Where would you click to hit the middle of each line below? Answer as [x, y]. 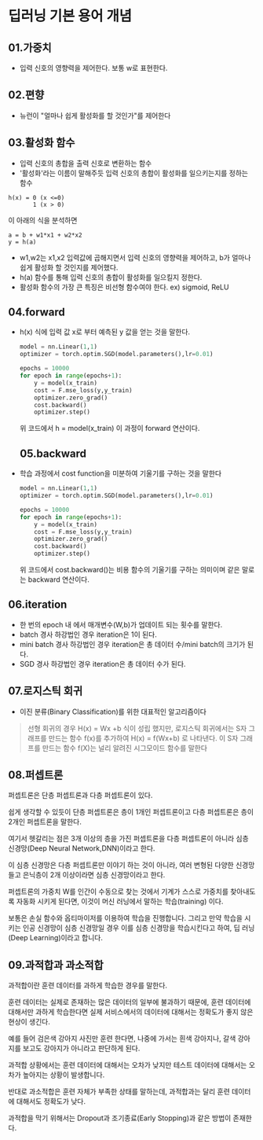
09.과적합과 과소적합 [56, 965]
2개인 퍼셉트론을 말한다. [45, 822]
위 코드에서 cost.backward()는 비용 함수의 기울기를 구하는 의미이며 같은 [130, 570]
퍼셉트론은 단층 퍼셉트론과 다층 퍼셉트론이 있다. [80, 796]
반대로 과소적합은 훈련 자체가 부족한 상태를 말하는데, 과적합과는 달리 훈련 [119, 1092]
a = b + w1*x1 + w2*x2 [45, 235]
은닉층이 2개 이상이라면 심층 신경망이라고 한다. [94, 875]
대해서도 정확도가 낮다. [51, 1101]
